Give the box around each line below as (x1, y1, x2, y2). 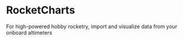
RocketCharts (6, 4, 76, 17)
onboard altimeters (6, 29, 53, 36)
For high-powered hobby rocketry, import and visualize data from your (6, 23, 178, 30)
